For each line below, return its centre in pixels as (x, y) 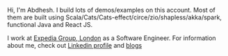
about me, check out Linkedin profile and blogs (75, 45)
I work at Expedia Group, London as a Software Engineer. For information (112, 38)
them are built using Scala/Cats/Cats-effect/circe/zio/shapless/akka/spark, (115, 17)
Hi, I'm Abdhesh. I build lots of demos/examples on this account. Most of (111, 10)
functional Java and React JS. (50, 25)
